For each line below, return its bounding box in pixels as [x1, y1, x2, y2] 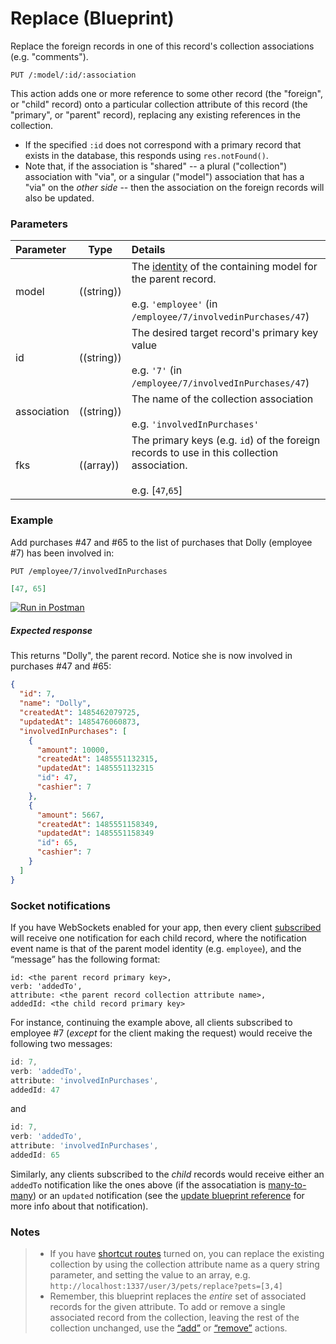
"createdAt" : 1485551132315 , [36, 754, 159, 764]
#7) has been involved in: [10, 547, 115, 559]
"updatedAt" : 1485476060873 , [19, 717, 141, 727]
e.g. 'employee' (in [131, 297, 218, 311]
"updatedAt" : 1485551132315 [36, 763, 155, 774]
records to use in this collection [131, 446, 279, 460]
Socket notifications [10, 898, 111, 912]
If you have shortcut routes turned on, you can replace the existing [49, 1248, 325, 1260]
